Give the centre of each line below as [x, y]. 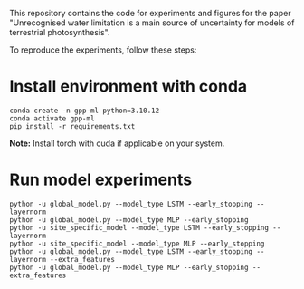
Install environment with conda [128, 87]
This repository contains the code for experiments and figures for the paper [150, 13]
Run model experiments [101, 180]
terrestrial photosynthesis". [60, 32]
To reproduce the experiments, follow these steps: [103, 50]
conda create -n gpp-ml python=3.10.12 [85, 111]
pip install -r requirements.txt [72, 126]
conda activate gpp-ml [52, 118]
